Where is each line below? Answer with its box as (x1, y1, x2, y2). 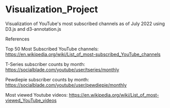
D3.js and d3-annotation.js (5, 26, 61, 32)
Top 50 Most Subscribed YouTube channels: (5, 46, 99, 52)
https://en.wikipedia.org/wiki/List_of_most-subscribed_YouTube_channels (5, 51, 161, 57)
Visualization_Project (5, 4, 98, 15)
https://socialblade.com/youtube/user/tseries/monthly (5, 67, 119, 73)
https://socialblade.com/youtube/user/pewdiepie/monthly (5, 82, 127, 88)
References (5, 36, 30, 42)
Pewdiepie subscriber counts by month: (5, 76, 90, 82)
